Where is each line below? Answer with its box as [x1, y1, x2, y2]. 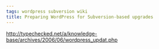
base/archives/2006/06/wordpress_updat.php [6, 36, 118, 43]
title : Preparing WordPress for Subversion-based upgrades [6, 14, 154, 20]
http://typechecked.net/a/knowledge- [6, 30, 97, 37]
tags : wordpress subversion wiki [6, 8, 88, 15]
